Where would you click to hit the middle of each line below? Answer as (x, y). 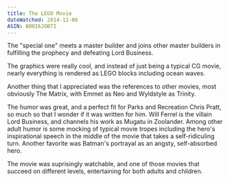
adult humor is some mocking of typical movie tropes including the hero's (111, 129)
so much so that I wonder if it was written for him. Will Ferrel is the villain (110, 114)
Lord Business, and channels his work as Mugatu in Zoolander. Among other (115, 122)
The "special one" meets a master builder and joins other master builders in (114, 46)
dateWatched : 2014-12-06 (43, 20)
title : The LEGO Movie (39, 13)
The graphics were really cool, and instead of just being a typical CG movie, (114, 66)
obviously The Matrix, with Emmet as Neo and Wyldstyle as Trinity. (102, 94)
